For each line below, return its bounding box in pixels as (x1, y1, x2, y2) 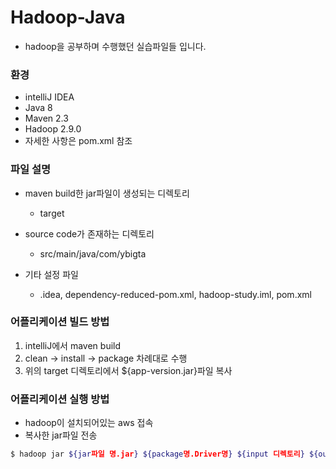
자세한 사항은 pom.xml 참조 (24, 135, 133, 147)
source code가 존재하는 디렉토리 (24, 227, 155, 240)
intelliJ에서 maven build (24, 339, 122, 351)
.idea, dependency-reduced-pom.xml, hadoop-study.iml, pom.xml (39, 288, 312, 300)
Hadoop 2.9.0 (24, 123, 82, 135)
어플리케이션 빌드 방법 (10, 315, 110, 329)
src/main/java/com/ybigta (39, 247, 147, 260)
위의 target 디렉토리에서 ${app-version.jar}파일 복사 (24, 364, 233, 376)
